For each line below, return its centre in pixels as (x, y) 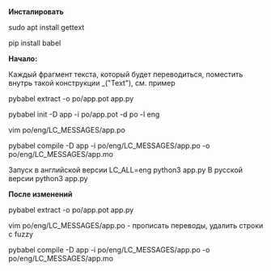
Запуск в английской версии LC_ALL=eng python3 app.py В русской (125, 170)
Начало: (23, 59)
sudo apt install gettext (47, 27)
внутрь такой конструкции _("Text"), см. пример (92, 83)
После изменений (40, 194)
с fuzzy (21, 234)
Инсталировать (36, 12)
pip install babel (35, 43)
